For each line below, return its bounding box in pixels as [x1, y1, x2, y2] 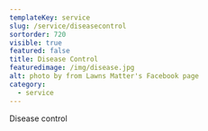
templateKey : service [9, 13, 91, 22]
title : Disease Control [9, 55, 99, 64]
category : [9, 80, 47, 89]
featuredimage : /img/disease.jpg [9, 64, 135, 73]
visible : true [9, 38, 63, 48]
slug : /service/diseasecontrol [9, 22, 127, 31]
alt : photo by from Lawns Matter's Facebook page [9, 72, 200, 81]
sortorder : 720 [9, 30, 67, 39]
